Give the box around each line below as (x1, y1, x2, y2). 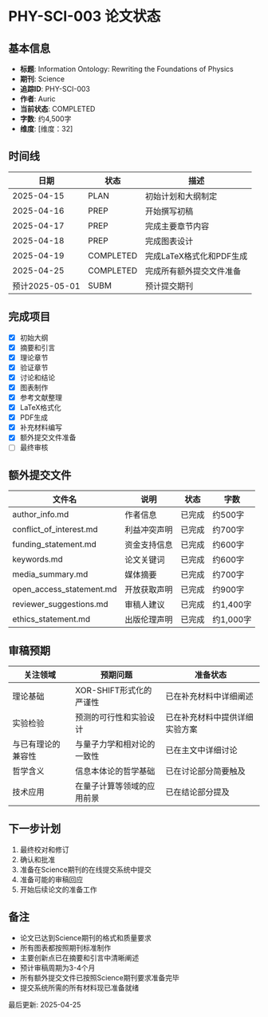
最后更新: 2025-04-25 (8, 999, 81, 1009)
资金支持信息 (124, 539, 173, 550)
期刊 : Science (19, 74, 65, 84)
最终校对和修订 (19, 845, 69, 854)
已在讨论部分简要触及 (165, 766, 246, 776)
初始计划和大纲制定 (144, 191, 218, 202)
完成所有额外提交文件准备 (144, 265, 242, 276)
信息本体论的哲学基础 (75, 766, 156, 776)
